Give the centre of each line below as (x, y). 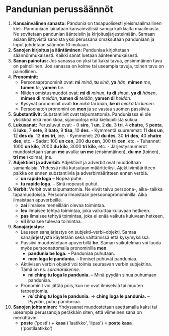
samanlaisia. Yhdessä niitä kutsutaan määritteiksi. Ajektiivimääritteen (84, 168)
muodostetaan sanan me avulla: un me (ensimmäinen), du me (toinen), (87, 152)
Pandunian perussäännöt (60, 9)
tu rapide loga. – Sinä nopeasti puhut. (60, 184)
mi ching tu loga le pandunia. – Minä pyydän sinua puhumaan (92, 275)
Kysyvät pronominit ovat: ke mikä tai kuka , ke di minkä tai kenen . (88, 103)
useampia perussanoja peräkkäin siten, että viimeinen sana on (77, 312)
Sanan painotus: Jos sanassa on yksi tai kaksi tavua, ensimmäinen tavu (88, 60)
